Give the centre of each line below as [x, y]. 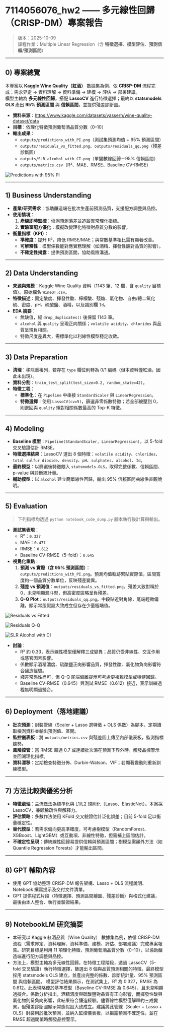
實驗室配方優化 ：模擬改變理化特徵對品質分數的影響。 [75, 227]
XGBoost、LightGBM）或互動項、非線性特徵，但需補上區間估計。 [80, 835]
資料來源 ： [24, 115]
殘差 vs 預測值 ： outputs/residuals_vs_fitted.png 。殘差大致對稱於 [90, 586]
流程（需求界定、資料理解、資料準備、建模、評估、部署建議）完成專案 [85, 944]
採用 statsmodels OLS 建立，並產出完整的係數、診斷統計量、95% [80, 975]
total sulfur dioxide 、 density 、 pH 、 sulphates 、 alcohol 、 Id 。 [79, 460]
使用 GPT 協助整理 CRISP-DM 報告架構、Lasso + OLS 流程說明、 [79, 883]
